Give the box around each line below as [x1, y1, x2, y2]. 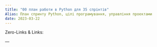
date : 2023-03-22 [5, 16, 40, 21]
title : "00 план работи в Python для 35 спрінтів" [5, 7, 109, 12]
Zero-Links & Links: [5, 30, 44, 35]
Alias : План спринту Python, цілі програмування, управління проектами [5, 12, 152, 16]
